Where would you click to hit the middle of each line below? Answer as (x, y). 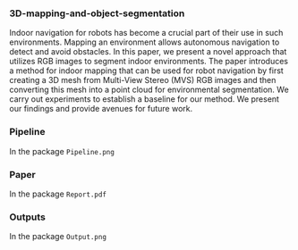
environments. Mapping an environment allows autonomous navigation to (145, 42)
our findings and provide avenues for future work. (101, 109)
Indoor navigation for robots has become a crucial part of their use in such (146, 33)
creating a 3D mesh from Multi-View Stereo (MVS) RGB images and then (143, 80)
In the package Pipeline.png (62, 151)
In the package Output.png (58, 237)
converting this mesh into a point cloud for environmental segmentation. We (149, 90)
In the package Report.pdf (58, 194)
